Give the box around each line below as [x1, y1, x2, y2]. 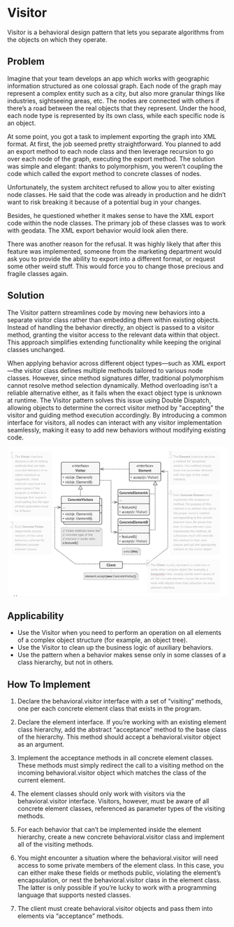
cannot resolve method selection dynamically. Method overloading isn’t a [7, 381, 218, 389]
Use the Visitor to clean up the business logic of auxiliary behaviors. [17, 643, 213, 652]
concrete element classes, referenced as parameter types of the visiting [17, 805, 226, 813]
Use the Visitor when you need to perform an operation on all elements [17, 629, 222, 637]
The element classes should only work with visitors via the [17, 789, 186, 798]
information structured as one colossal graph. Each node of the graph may [7, 82, 222, 90]
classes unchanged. [7, 345, 65, 353]
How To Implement [7, 678, 91, 690]
